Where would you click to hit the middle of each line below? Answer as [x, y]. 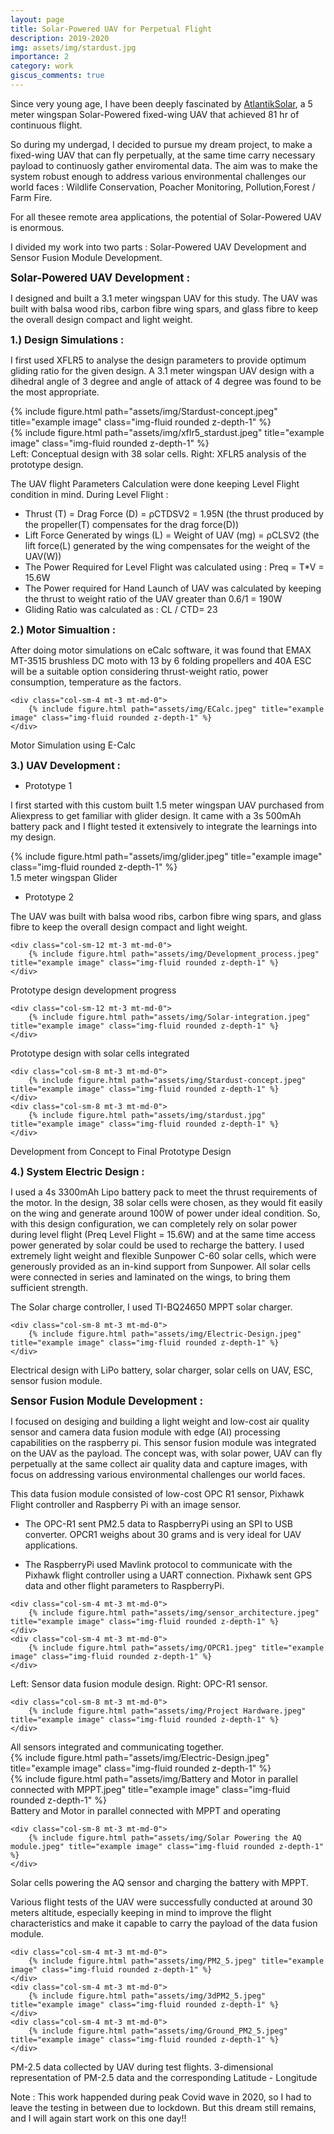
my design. [33, 837]
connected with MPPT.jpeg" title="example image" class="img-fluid [150, 1789]
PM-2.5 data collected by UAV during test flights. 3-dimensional [142, 2067]
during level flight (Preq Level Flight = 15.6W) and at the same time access [163, 1234]
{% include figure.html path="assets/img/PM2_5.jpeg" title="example [176, 1961]
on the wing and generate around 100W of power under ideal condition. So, [165, 1213]
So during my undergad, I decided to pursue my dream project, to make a [161, 144]
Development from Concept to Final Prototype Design [121, 1151]
